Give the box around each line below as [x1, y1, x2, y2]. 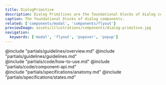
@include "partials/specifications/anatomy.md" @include [5, 69, 122, 75]
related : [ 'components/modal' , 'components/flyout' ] [5, 21, 116, 26]
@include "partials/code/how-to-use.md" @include [5, 58, 110, 64]
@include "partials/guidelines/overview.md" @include [5, 48, 115, 54]
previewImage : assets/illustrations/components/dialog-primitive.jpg [5, 26, 152, 30]
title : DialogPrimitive [5, 7, 54, 12]
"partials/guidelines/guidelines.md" [5, 53, 77, 59]
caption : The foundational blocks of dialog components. [5, 16, 125, 21]
